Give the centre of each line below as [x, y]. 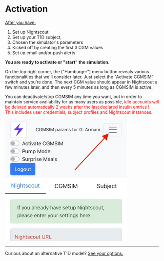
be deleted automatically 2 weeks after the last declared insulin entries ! [77, 107]
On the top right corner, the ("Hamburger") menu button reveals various [77, 71]
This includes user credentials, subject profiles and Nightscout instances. [79, 112]
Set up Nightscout [30, 32]
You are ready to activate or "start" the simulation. [57, 62]
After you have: [20, 22]
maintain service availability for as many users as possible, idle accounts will [82, 101]
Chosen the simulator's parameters [48, 42]
